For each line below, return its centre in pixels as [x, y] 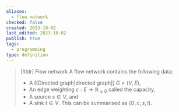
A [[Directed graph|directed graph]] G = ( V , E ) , [85, 83]
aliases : [17, 11]
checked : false [24, 22]
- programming [28, 50]
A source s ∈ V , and [54, 97]
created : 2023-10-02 [31, 28]
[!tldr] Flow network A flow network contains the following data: [97, 71]
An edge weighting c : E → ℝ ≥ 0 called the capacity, [92, 90]
